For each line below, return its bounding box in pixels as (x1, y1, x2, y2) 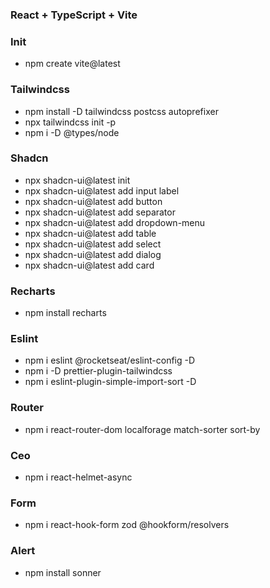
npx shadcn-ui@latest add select (24, 238, 162, 250)
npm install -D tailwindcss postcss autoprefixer (24, 105, 219, 117)
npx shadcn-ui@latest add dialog (24, 248, 162, 260)
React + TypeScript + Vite (10, 8, 138, 22)
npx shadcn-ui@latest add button (24, 195, 163, 207)
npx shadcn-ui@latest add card (24, 259, 155, 271)
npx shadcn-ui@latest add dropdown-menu (24, 216, 206, 228)
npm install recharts (24, 307, 107, 319)
